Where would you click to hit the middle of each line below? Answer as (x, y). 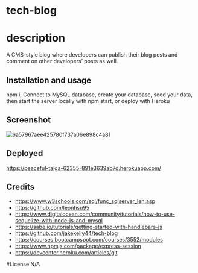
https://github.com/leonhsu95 (52, 208)
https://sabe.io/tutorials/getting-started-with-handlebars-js (89, 227)
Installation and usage (49, 80)
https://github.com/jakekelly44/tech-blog (66, 233)
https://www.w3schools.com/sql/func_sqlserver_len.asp (85, 201)
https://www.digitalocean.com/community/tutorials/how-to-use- (95, 214)
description (36, 38)
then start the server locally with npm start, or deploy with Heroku (88, 101)
